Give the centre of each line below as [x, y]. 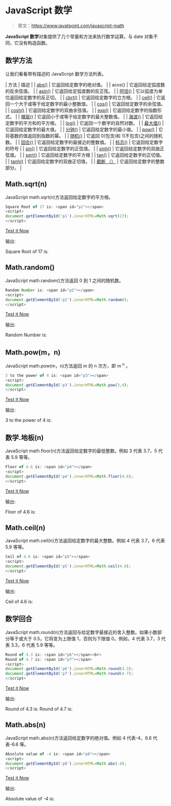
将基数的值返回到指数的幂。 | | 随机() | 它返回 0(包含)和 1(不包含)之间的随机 [84, 135]
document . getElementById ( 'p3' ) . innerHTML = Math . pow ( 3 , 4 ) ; [67, 385]
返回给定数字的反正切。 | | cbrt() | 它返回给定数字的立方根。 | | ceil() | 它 [85, 97]
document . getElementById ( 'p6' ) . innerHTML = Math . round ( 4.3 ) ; [69, 669]
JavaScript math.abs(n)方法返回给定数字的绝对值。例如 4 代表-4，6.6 [79, 738]
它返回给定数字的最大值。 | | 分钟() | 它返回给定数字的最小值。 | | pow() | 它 [84, 129]
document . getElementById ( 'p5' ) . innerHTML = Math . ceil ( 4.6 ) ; [68, 566]
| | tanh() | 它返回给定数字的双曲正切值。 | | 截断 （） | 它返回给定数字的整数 [85, 161]
